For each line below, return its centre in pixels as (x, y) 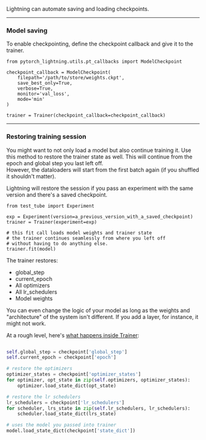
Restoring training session (47, 136)
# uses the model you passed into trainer (61, 425)
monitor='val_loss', (44, 94)
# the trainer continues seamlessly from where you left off (86, 238)
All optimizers (32, 285)
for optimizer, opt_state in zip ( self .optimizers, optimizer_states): (98, 380)
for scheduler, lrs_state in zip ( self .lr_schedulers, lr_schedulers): (98, 408)
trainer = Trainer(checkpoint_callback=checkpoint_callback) (86, 116)
